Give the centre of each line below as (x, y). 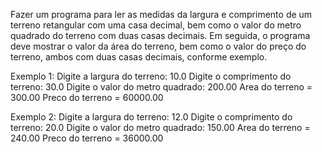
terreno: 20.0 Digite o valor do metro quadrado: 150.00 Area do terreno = (160, 127)
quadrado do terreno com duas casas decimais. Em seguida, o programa (160, 35)
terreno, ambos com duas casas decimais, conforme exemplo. (139, 57)
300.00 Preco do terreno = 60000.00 (87, 97)
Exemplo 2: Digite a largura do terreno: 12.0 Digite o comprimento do (151, 117)
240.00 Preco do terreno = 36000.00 (87, 138)
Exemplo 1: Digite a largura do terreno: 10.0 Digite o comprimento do (151, 76)
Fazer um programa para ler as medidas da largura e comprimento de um (161, 14)
